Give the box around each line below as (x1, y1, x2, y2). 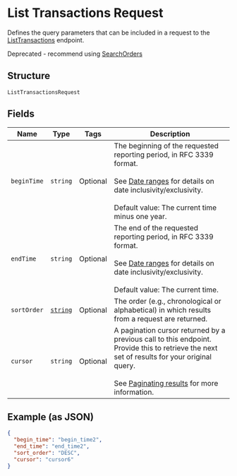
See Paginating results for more (114, 378, 219, 388)
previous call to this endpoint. (114, 334, 212, 344)
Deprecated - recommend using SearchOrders (7, 49, 143, 58)
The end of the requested (114, 222, 199, 232)
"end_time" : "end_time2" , (13, 443, 90, 450)
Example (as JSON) (7, 411, 94, 423)
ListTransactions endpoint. (7, 35, 85, 44)
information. (114, 387, 154, 397)
